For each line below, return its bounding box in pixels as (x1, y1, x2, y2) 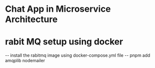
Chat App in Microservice (5, 3, 111, 15)
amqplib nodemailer (5, 58, 45, 64)
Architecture (5, 14, 58, 25)
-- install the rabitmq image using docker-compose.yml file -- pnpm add (5, 52, 151, 58)
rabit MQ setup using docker (5, 36, 123, 47)
